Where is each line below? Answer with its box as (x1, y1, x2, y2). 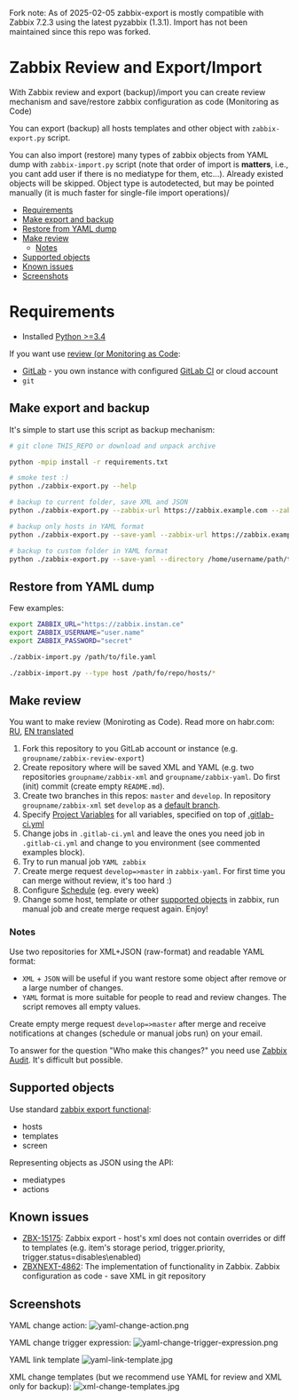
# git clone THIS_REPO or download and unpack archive (9, 441, 216, 450)
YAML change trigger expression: (9, 1337, 131, 1348)
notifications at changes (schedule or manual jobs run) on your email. (9, 1028, 263, 1038)
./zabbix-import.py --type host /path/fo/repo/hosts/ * (9, 668, 216, 678)
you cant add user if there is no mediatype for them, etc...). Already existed (9, 168, 284, 179)
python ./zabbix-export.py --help (9, 481, 137, 491)
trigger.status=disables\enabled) (21, 1252, 142, 1262)
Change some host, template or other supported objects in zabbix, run (21, 895, 279, 905)
